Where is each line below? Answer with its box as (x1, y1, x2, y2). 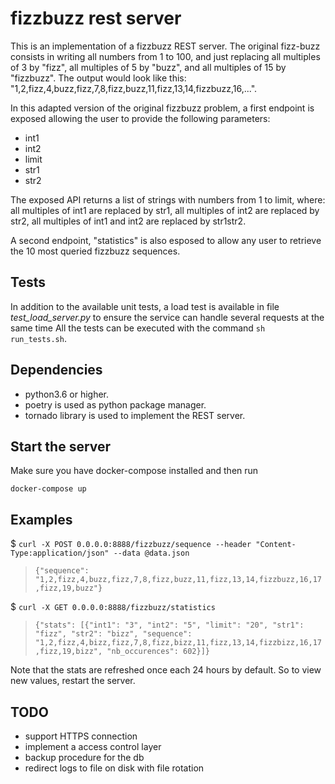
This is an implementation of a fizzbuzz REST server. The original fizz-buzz (10, 40, 321, 52)
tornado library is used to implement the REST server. (24, 409, 246, 421)
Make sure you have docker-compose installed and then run (10, 465, 259, 477)
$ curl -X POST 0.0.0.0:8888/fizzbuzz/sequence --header (10, 538, 252, 550)
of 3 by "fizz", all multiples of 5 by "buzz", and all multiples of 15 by (10, 61, 287, 73)
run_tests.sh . (10, 332, 67, 344)
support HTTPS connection (24, 730, 138, 742)
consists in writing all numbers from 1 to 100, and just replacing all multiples (10, 50, 321, 62)
